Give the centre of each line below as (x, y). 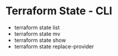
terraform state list (37, 27)
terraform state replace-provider (54, 46)
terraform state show (40, 40)
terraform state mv (37, 33)
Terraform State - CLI (59, 11)
